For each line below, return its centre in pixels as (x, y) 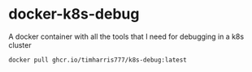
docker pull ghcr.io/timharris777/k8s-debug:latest (98, 60)
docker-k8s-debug (74, 14)
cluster (20, 44)
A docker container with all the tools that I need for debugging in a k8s (126, 36)
